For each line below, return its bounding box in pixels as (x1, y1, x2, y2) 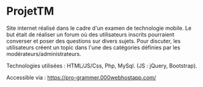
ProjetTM (6, 4, 54, 18)
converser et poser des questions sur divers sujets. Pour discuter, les (6, 37, 181, 44)
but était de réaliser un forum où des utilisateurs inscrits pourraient (6, 30, 175, 38)
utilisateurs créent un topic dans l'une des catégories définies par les (6, 44, 180, 51)
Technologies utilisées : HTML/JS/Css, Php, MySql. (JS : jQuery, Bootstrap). (6, 62, 197, 69)
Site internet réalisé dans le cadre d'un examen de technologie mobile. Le (6, 24, 191, 32)
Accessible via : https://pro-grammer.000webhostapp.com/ (6, 74, 157, 81)
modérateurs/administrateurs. (6, 50, 81, 57)
